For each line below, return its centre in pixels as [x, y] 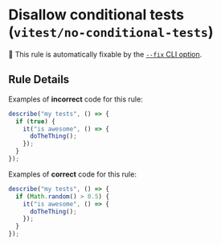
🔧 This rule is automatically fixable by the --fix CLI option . [105, 54]
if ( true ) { [36, 121]
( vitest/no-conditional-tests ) [111, 32]
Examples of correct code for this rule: [72, 174]
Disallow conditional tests [96, 15]
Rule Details [39, 79]
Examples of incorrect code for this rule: [76, 99]
